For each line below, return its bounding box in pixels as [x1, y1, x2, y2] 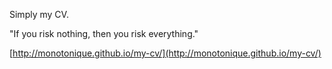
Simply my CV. [9, 9, 69, 20]
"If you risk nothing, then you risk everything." [9, 28, 199, 39]
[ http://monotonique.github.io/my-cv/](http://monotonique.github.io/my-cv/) [9, 47, 322, 59]
